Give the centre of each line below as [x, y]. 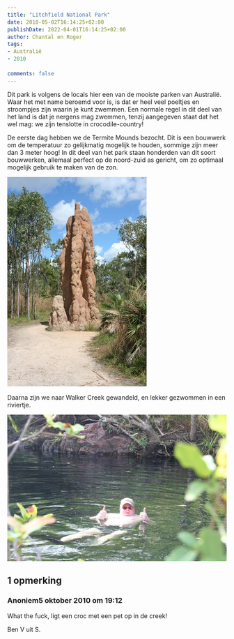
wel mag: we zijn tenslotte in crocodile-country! [76, 124]
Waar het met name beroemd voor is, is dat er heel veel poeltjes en [103, 102]
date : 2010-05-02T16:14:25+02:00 [56, 22]
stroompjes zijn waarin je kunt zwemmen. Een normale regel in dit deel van [115, 109]
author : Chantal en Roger [45, 37]
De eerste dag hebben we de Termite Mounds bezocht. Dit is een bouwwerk [117, 137]
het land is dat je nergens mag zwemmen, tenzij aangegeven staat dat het [113, 116]
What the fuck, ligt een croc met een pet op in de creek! [87, 616]
